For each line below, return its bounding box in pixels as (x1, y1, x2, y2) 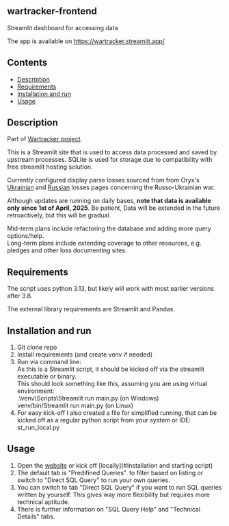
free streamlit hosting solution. (7, 163, 94, 171)
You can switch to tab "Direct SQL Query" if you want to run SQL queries (16, 483, 222, 491)
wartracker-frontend (7, 5, 97, 17)
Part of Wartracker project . (7, 135, 83, 143)
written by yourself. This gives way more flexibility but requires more (16, 490, 211, 499)
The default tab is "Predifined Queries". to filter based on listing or (16, 468, 204, 477)
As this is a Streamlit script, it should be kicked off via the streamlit (16, 365, 205, 373)
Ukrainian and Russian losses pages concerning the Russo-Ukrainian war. (7, 183, 215, 191)
